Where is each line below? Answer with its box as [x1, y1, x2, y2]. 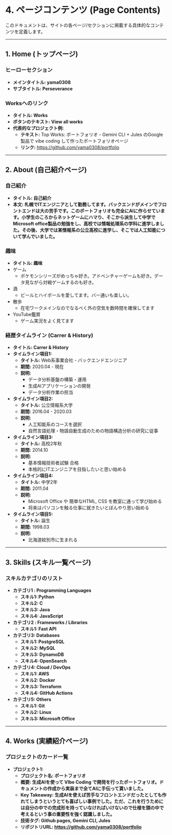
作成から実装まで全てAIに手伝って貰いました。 [47, 785, 146, 791]
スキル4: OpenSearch [20, 658, 67, 664]
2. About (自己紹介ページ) [5, 166, 87, 174]
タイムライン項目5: [12, 511, 53, 518]
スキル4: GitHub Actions [20, 690, 73, 696]
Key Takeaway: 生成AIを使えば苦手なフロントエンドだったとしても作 [20, 791, 167, 798]
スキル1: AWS [20, 670, 50, 677]
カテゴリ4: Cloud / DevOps [12, 664, 71, 670]
